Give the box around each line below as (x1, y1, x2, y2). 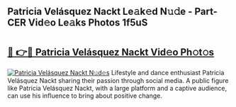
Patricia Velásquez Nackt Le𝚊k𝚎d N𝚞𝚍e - (7, 6, 193, 18)
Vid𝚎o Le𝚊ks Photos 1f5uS (28, 17, 148, 29)
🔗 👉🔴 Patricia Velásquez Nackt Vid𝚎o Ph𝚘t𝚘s (7, 46, 215, 58)
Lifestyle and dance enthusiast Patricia (111, 69, 225, 77)
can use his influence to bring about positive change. (7, 91, 163, 100)
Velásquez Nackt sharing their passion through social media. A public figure (7, 77, 229, 84)
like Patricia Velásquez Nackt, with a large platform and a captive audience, (7, 84, 227, 92)
